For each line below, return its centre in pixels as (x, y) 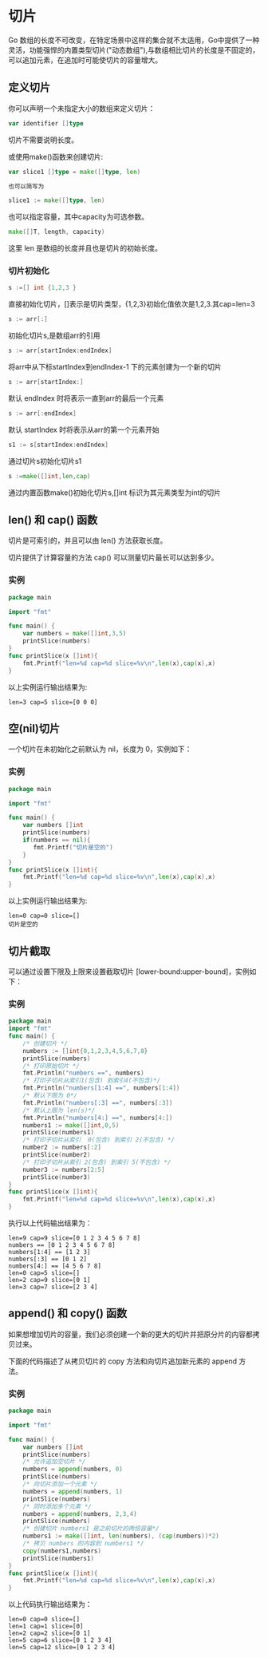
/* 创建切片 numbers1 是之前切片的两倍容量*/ (91, 1529)
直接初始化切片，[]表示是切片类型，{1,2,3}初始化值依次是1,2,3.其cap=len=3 (132, 304)
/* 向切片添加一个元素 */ (60, 1484)
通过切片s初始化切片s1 (45, 461)
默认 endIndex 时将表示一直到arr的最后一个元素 (86, 398)
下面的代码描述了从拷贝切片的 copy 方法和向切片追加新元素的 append (123, 1361)
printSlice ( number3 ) (57, 1177)
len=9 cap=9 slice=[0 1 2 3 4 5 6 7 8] (75, 1238)
